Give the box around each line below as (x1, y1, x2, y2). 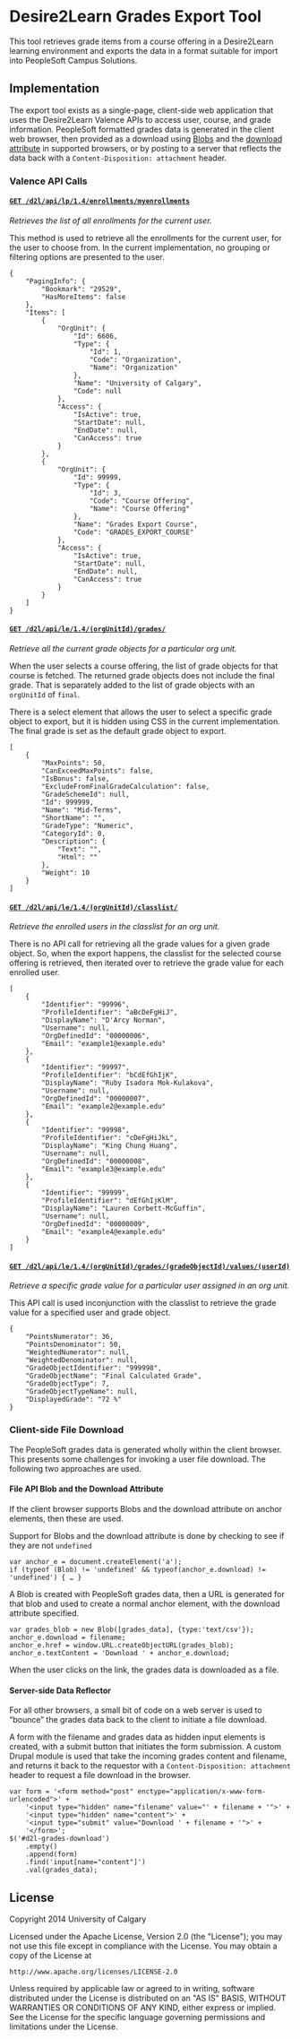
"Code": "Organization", (89, 355, 182, 364)
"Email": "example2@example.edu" (41, 1102, 167, 1111)
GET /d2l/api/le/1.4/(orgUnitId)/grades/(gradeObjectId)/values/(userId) (9, 1262, 291, 1271)
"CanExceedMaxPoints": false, (41, 766, 154, 776)
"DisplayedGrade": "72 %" (25, 1395, 123, 1404)
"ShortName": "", (41, 814, 106, 823)
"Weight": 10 (41, 868, 90, 877)
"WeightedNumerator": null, (25, 1348, 130, 1357)
